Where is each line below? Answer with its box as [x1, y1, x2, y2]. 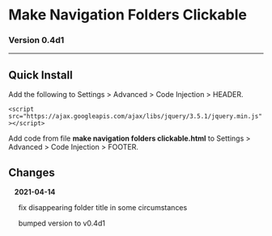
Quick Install [8, 68, 73, 82]
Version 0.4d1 [8, 35, 65, 46]
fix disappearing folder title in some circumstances [18, 203, 188, 213]
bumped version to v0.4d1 [18, 218, 105, 228]
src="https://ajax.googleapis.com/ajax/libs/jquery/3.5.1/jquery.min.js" [8, 112, 263, 120]
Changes [8, 166, 55, 179]
